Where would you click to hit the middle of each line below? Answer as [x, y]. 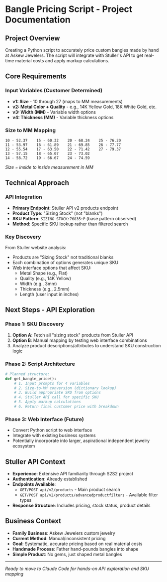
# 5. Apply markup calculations [47, 402]
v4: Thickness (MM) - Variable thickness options [63, 117]
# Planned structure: [28, 374]
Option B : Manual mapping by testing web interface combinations [80, 340]
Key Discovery [23, 237]
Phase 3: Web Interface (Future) [45, 419]
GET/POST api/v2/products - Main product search [70, 490]
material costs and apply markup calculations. [62, 61]
